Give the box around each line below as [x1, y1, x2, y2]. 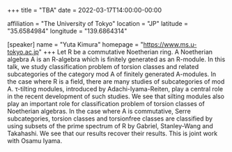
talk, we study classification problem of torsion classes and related [7, 63, 199, 70]
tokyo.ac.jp [7, 48, 40, 56]
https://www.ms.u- [143, 40, 197, 48]
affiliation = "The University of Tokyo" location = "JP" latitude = [7, 20, 188, 27]
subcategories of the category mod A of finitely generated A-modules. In [7, 70, 217, 78]
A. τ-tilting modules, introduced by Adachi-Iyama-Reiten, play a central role [7, 85, 224, 93]
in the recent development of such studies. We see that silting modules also [7, 92, 225, 100]
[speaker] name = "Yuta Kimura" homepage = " [7, 40, 144, 48]
